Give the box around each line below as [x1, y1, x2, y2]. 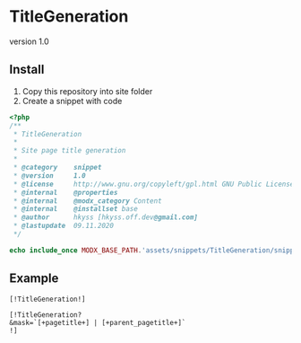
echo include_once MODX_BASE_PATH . [9, 245, 142, 255]
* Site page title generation [13, 146, 126, 155]
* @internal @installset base [13, 205, 139, 214]
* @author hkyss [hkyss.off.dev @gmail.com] [13, 213, 199, 222]
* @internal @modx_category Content [13, 196, 163, 206]
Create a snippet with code [21, 95, 123, 106]
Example [9, 271, 59, 286]
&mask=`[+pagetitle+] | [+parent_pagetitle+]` [9, 318, 186, 327]
